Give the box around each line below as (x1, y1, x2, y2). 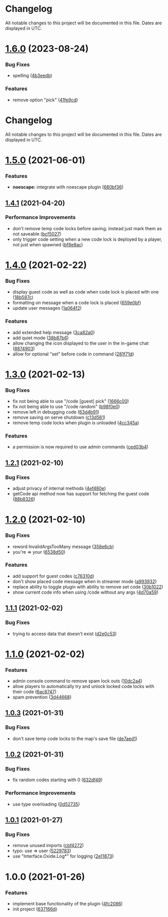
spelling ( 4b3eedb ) (12, 72, 52, 79)
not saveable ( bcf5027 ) (12, 231, 62, 237)
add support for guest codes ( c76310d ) (12, 573, 94, 579)
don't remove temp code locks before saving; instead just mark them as (12, 225, 162, 231)
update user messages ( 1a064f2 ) (12, 305, 82, 311)
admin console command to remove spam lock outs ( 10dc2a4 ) (12, 678, 143, 684)
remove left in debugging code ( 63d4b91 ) (12, 409, 99, 415)
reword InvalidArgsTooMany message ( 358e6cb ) (12, 543, 115, 549)
